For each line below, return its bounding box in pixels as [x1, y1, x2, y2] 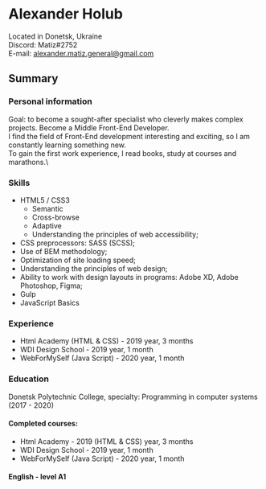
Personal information [8, 96, 92, 107]
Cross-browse [31, 212, 80, 222]
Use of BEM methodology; [19, 246, 108, 256]
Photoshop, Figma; [19, 281, 83, 290]
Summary [8, 72, 59, 85]
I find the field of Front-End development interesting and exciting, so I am [8, 131, 251, 141]
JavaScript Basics [19, 298, 80, 307]
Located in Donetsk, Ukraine [8, 31, 103, 41]
